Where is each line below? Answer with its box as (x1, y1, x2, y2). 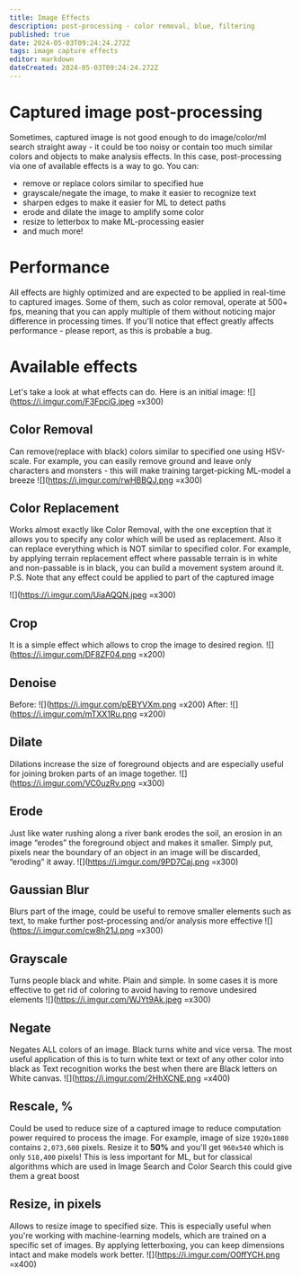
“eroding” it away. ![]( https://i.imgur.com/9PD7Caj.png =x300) (9, 856, 239, 867)
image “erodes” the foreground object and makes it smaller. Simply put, (9, 837, 274, 848)
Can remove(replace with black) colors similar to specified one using (9, 446, 263, 457)
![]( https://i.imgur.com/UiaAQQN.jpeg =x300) (9, 590, 177, 601)
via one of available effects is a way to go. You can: (9, 160, 199, 171)
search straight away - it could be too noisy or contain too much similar (9, 141, 273, 152)
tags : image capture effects (9, 47, 119, 56)
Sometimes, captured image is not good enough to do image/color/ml (9, 131, 267, 142)
